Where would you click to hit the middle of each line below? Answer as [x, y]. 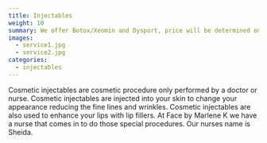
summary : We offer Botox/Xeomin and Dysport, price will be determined [129, 30]
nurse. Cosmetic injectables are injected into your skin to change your [123, 98]
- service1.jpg [41, 45]
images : [21, 38]
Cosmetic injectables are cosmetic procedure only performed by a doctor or [133, 90]
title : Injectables [41, 15]
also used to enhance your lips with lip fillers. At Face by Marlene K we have [133, 115]
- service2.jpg [41, 52]
